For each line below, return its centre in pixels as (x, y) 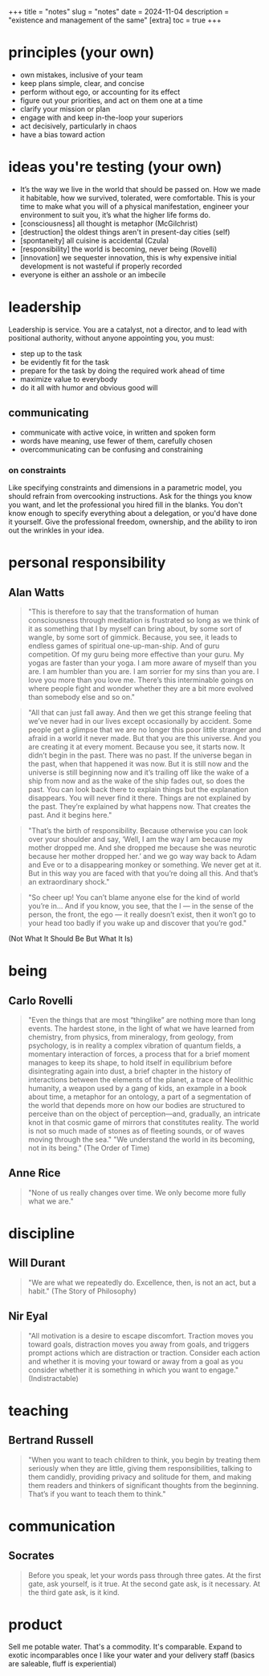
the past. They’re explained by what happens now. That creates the (139, 806)
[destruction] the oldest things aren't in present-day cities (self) (125, 231)
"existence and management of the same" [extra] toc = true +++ (115, 20)
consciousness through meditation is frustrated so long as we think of (143, 620)
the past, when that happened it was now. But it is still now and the (138, 763)
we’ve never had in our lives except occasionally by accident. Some (140, 721)
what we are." (51, 1201)
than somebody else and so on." (81, 697)
